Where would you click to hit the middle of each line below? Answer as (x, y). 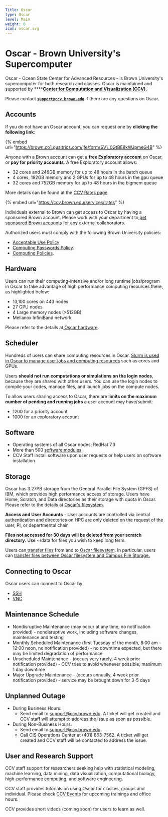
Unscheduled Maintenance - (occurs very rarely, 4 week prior (76, 659)
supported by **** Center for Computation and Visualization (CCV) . (76, 89)
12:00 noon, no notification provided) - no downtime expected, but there (87, 648)
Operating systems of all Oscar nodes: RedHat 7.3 (64, 445)
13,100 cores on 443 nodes (40, 301)
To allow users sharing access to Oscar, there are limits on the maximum (81, 396)
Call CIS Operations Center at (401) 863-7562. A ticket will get (84, 735)
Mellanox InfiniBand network (42, 318)
